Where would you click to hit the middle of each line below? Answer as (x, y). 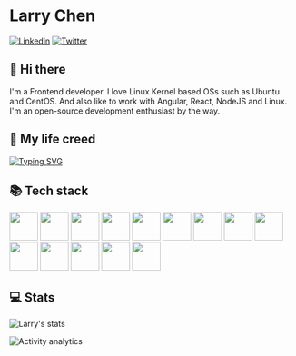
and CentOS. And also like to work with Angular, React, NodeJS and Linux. (148, 101)
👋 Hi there (38, 69)
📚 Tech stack (49, 190)
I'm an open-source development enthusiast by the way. (115, 111)
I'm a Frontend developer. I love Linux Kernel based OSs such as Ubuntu (144, 91)
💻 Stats (32, 297)
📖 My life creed (53, 139)
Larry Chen (53, 16)
